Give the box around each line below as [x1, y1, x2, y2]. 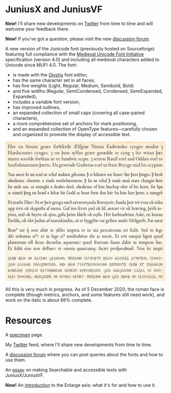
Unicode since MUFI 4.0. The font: [5, 62, 77, 68]
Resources [5, 315, 52, 327]
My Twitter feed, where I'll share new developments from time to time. [5, 342, 152, 348]
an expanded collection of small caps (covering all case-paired [12, 110, 145, 116]
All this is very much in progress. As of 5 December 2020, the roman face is [5, 286, 164, 292]
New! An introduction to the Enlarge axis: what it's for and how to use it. [5, 382, 156, 388]
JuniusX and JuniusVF [5, 4, 103, 15]
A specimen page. [5, 331, 44, 337]
